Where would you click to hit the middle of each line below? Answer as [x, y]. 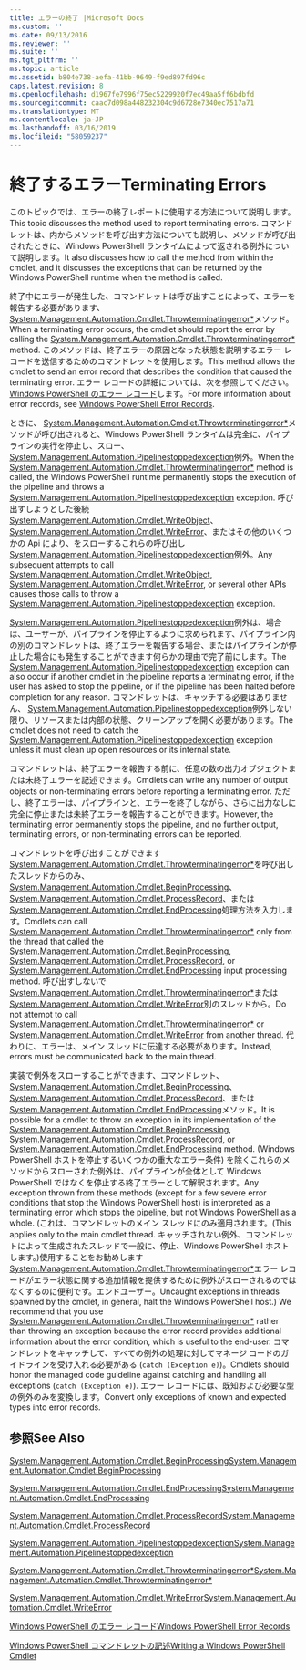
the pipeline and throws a [57, 486]
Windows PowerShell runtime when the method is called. [116, 277]
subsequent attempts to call [61, 564]
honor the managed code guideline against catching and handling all [138, 1374]
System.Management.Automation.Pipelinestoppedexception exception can [149, 666]
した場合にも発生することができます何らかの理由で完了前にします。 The [152, 656]
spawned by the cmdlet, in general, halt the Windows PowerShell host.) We [150, 1301]
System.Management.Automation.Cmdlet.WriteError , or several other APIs [148, 584]
